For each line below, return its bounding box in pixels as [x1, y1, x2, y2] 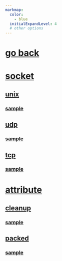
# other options [9, 26, 43, 31]
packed [5, 234, 29, 243]
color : [9, 12, 23, 17]
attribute [5, 184, 42, 195]
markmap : [5, 7, 23, 12]
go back [5, 47, 39, 59]
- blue [14, 16, 28, 21]
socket [5, 70, 34, 81]
